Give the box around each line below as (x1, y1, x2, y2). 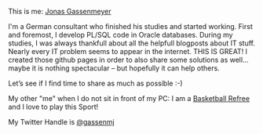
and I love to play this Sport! (8, 102, 99, 111)
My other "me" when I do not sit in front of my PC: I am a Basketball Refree (8, 94, 250, 103)
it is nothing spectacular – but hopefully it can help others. (31, 63, 220, 73)
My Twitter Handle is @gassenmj (8, 118, 115, 126)
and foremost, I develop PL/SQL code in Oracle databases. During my (8, 31, 233, 39)
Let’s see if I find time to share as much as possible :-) (8, 78, 183, 88)
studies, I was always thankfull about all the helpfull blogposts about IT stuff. (8, 38, 255, 48)
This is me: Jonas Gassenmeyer (8, 7, 111, 16)
